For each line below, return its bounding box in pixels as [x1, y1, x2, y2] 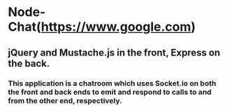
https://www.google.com [41, 19, 191, 35]
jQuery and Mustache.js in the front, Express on [8, 47, 221, 58]
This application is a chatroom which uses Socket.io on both [8, 78, 217, 88]
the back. [8, 57, 50, 70]
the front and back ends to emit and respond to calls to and [8, 87, 212, 97]
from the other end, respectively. [8, 95, 122, 105]
